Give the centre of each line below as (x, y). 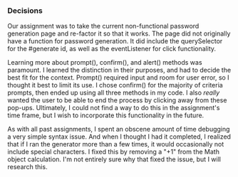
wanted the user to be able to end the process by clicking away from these (117, 100)
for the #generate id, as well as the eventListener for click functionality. (112, 49)
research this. (27, 167)
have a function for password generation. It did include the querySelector (115, 41)
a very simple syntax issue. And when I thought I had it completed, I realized (119, 136)
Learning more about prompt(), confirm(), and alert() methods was (105, 63)
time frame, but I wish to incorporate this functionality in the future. (106, 115)
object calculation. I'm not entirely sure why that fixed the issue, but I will (114, 159)
